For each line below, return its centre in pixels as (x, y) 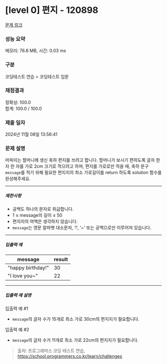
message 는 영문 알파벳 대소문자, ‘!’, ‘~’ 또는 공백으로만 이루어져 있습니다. (82, 228)
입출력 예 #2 (17, 330)
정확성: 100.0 (18, 102)
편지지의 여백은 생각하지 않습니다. (45, 222)
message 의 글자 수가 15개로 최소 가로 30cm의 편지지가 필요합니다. (76, 319)
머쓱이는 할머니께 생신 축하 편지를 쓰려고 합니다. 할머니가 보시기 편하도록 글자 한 (83, 160)
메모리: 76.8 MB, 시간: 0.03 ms (36, 51)
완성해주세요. (18, 179)
